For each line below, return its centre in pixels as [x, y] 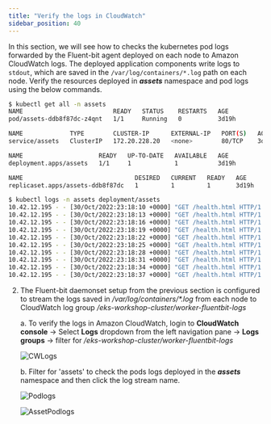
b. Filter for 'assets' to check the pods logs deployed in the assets [130, 372]
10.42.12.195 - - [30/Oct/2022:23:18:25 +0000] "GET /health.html [122, 245]
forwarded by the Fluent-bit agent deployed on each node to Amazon [124, 55]
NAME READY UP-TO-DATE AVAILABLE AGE [119, 155]
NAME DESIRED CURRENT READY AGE [128, 178]
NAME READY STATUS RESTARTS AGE [119, 111]
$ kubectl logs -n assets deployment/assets [84, 200]
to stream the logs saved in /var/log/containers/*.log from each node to [138, 299]
